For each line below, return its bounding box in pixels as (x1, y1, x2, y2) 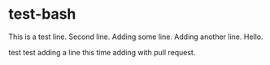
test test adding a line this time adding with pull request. (8, 47, 196, 57)
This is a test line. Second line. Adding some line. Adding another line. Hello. (8, 32, 263, 41)
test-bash (8, 5, 76, 24)
